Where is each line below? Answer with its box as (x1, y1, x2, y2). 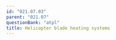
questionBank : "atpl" (6, 19, 60, 25)
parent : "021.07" (6, 14, 49, 20)
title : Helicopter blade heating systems (6, 25, 111, 31)
